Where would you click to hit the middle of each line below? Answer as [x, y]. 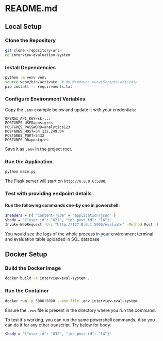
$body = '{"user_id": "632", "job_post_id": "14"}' [58, 334]
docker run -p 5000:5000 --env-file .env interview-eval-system [71, 301]
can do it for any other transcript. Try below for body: [58, 325]
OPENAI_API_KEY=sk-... [28, 118]
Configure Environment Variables [45, 99]
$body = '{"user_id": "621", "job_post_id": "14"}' [58, 220]
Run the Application [29, 161]
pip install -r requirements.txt [39, 86]
